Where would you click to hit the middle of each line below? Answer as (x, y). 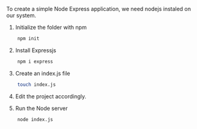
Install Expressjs (35, 50)
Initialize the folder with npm (51, 27)
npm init (28, 39)
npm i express (35, 61)
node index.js (35, 119)
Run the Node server (41, 108)
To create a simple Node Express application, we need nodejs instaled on (99, 9)
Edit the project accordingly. (51, 96)
